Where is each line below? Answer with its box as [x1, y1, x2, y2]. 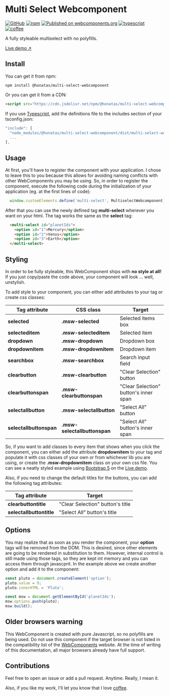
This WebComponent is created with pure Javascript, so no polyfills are [5, 631, 153, 637]
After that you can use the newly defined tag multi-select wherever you [5, 207, 154, 213]
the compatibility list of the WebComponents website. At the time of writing [5, 642, 161, 648]
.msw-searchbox [61, 357, 104, 364]
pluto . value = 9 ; [5, 581, 42, 586]
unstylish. [5, 279, 26, 285]
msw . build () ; [5, 604, 33, 609]
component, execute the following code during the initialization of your [5, 183, 152, 189]
